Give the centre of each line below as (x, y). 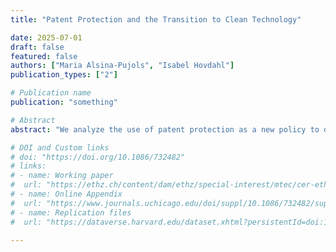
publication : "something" (64, 102)
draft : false (37, 47)
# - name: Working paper (62, 176)
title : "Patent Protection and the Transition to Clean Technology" (156, 19)
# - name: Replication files (71, 212)
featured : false (44, 56)
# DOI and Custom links (60, 147)
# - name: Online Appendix (66, 194)
